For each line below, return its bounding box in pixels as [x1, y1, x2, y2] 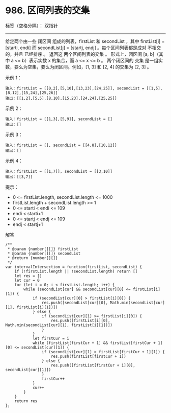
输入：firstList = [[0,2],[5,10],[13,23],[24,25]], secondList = [5, 85, 145, 91]
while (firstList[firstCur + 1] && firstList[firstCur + [32, 340, 156, 346]
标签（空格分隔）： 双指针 [5, 22, 58, 29]
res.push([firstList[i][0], [50, 318, 110, 323]
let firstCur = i [32, 336, 70, 341]
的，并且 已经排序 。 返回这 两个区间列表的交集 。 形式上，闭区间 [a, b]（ [5, 51, 159, 57]
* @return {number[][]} [7, 255, 58, 261]
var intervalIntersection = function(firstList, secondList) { [5, 264, 142, 269]
